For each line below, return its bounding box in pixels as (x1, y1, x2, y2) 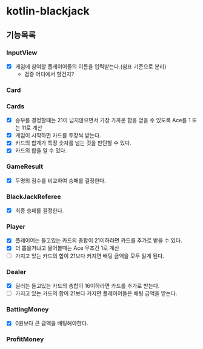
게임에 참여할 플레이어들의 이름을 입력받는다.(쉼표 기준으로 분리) (15, 62, 167, 70)
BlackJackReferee (6, 192, 61, 201)
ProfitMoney (6, 335, 44, 344)
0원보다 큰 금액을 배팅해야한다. (15, 319, 88, 327)
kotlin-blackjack (6, 4, 90, 18)
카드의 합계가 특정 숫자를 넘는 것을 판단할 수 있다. (15, 139, 131, 146)
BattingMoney (6, 305, 49, 313)
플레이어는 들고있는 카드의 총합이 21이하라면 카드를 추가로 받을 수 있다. (15, 237, 182, 244)
